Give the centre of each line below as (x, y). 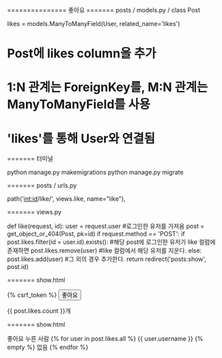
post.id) (18, 267)
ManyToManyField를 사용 (79, 104)
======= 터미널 (30, 159)
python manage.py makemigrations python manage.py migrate (95, 172)
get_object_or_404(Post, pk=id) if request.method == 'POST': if (96, 234)
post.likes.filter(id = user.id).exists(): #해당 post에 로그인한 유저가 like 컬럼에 (111, 242)
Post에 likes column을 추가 (82, 54)
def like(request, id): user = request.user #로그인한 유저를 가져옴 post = (106, 226)
